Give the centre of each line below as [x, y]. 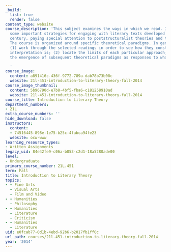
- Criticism [23, 218]
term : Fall [17, 171]
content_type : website [29, 24]
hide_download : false [28, 119]
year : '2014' [19, 242]
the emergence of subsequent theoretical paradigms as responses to [84, 57]
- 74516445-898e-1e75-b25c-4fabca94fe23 [53, 133]
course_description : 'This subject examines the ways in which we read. [84, 29]
